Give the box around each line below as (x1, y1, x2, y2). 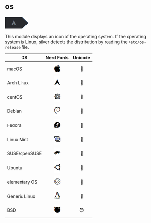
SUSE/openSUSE (7, 150, 42, 157)
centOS (7, 94, 22, 100)
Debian (7, 108, 22, 114)
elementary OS (7, 179, 38, 185)
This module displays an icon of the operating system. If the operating (5, 33, 147, 39)
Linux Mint (7, 136, 28, 142)
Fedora (7, 122, 22, 128)
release (5, 45, 21, 50)
